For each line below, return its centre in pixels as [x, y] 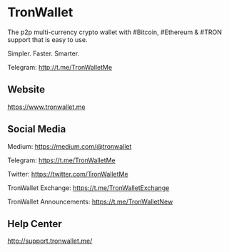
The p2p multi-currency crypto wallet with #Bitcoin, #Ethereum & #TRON [115, 32]
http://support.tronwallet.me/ [50, 241]
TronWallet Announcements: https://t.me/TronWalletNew [90, 201]
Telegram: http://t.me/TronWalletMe [60, 67]
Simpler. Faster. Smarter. [44, 53]
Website [26, 90]
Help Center [35, 224]
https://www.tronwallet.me [46, 107]
